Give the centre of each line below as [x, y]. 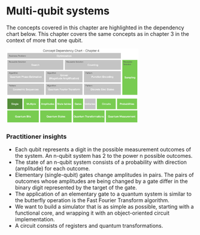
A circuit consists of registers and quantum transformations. [89, 226]
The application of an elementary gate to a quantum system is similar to [103, 194]
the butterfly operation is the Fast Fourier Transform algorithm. [92, 200]
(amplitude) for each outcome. [52, 169]
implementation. [35, 219]
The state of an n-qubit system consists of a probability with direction [101, 162]
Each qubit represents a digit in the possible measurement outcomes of [103, 149]
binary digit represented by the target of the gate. [76, 188]
